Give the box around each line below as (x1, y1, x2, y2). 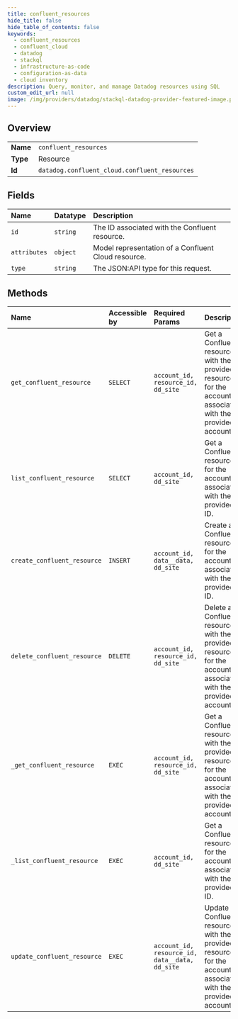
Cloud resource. (93, 252, 147, 261)
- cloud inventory (13, 76, 69, 84)
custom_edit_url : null (7, 89, 74, 96)
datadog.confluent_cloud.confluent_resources (38, 166, 195, 174)
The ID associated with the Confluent (93, 223, 217, 232)
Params (153, 317, 181, 327)
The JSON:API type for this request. (93, 263, 212, 273)
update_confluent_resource (11, 952, 102, 961)
